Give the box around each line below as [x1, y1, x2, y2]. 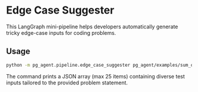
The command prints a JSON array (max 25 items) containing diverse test [6, 73, 185, 80]
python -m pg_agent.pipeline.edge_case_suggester [6, 62, 131, 68]
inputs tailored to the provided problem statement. [6, 79, 128, 86]
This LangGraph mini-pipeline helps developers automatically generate [6, 23, 179, 30]
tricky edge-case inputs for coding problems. [6, 29, 116, 36]
